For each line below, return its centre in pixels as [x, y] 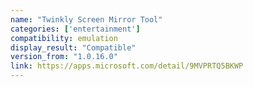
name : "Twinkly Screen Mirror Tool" [86, 19]
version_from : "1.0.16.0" [64, 57]
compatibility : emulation [64, 38]
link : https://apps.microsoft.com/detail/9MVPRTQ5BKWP [127, 66]
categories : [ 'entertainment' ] [75, 29]
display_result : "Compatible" [73, 47]
